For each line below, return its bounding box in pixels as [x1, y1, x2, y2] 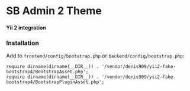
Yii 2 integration [6, 24, 46, 31]
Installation [6, 38, 40, 47]
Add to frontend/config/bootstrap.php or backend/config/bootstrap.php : [6, 52, 185, 60]
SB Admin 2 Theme [6, 4, 102, 18]
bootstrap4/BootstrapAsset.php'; [6, 69, 89, 75]
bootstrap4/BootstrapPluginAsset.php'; [6, 79, 105, 85]
